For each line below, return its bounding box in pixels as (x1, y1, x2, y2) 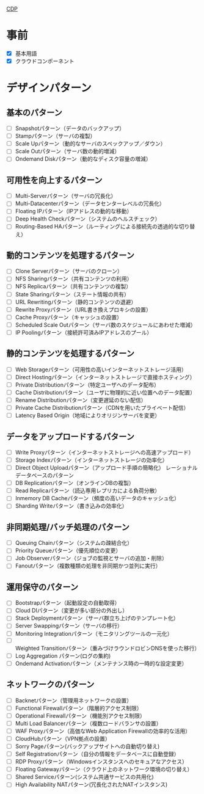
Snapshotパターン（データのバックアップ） (15, 125, 125, 132)
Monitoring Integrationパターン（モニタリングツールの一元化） (15, 630, 173, 637)
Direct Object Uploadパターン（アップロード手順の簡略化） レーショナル (15, 464, 198, 472)
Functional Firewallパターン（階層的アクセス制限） (15, 704, 142, 712)
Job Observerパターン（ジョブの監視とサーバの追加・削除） (15, 555, 168, 562)
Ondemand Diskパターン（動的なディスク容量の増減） (15, 155, 151, 162)
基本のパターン (6, 107, 62, 118)
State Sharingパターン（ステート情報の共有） (15, 290, 129, 298)
